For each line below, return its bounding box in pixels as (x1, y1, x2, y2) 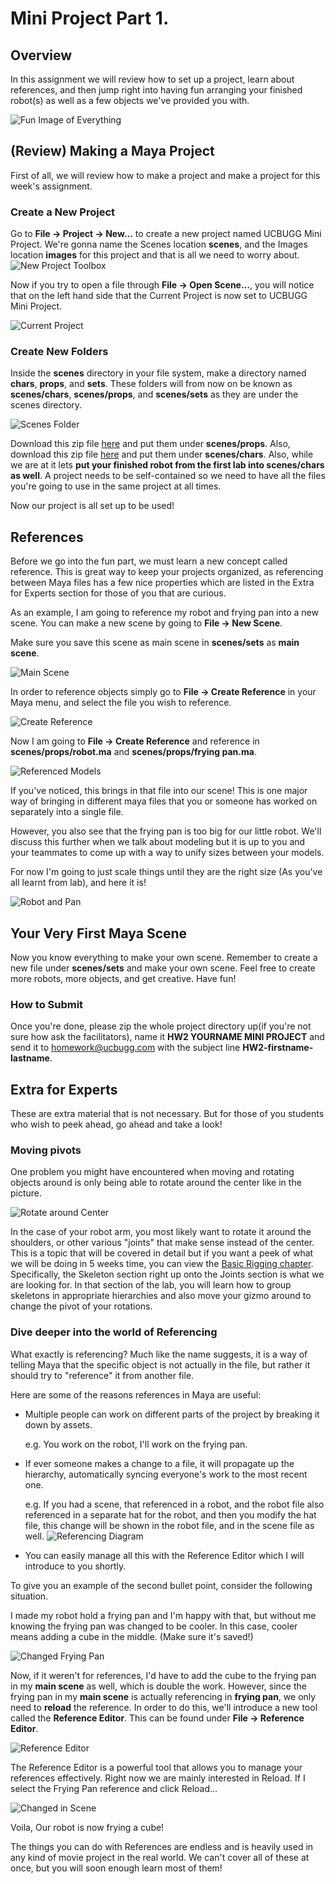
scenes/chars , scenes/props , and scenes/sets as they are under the (10, 388, 299, 401)
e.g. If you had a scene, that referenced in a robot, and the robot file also (24, 1498, 325, 1510)
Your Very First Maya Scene (10, 925, 188, 942)
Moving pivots (10, 1143, 82, 1157)
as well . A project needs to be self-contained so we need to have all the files (10, 470, 326, 482)
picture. (10, 1187, 43, 1199)
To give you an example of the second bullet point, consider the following (10, 1579, 313, 1591)
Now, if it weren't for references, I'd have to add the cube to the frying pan (10, 1669, 317, 1681)
